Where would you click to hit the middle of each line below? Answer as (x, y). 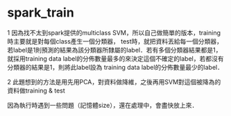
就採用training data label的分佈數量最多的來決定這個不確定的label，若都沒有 (115, 58)
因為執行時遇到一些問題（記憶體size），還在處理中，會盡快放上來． (103, 105)
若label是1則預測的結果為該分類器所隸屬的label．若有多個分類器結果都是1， (114, 50)
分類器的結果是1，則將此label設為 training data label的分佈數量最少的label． (115, 67)
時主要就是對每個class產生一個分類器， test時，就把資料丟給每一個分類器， (115, 41)
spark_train (41, 13)
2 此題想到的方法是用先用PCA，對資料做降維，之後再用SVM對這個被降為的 (114, 81)
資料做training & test (36, 90)
